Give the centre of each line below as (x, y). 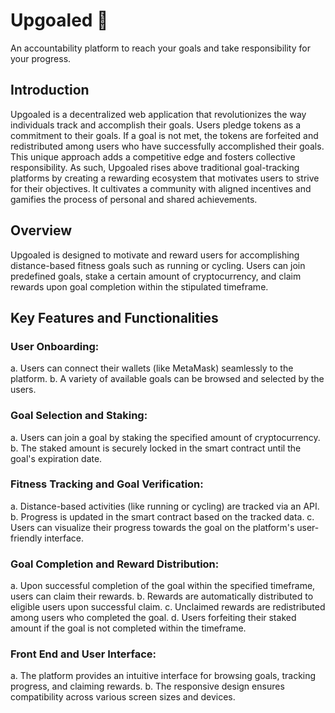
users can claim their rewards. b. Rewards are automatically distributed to (162, 596)
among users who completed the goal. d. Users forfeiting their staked (153, 618)
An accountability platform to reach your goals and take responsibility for (160, 48)
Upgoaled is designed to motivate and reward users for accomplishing (155, 255)
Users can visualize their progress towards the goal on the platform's (152, 527)
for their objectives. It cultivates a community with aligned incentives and (161, 188)
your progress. (41, 58)
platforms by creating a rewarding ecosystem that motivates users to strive (165, 178)
